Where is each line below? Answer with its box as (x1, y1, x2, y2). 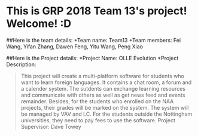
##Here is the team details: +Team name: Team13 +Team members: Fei (6, 36, 181, 44)
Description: (6, 61, 36, 68)
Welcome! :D (6, 17, 72, 30)
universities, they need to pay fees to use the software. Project (20, 116, 175, 123)
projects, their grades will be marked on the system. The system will (20, 104, 189, 111)
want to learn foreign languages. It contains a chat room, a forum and (20, 79, 192, 86)
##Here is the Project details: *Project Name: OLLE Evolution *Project (6, 54, 179, 61)
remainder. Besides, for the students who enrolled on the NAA (20, 97, 174, 105)
